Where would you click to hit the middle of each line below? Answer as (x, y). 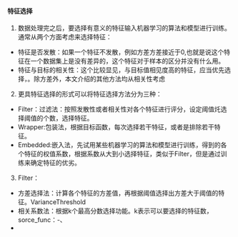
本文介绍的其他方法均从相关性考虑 (115, 79)
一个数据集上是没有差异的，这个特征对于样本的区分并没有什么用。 (128, 61)
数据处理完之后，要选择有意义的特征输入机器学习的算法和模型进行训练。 (124, 28)
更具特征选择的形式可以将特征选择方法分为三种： (90, 94)
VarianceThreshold (58, 202)
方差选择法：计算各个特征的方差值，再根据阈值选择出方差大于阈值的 (118, 193)
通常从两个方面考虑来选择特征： (65, 37)
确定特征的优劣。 (55, 163)
